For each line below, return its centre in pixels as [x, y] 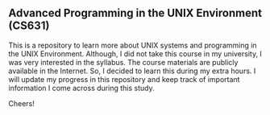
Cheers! [21, 103]
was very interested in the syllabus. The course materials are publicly [123, 62]
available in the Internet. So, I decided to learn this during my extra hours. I [132, 71]
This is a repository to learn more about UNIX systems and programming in [133, 45]
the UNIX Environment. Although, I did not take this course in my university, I [135, 53]
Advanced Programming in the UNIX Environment [135, 13]
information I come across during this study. [81, 88]
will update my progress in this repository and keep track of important [124, 79]
